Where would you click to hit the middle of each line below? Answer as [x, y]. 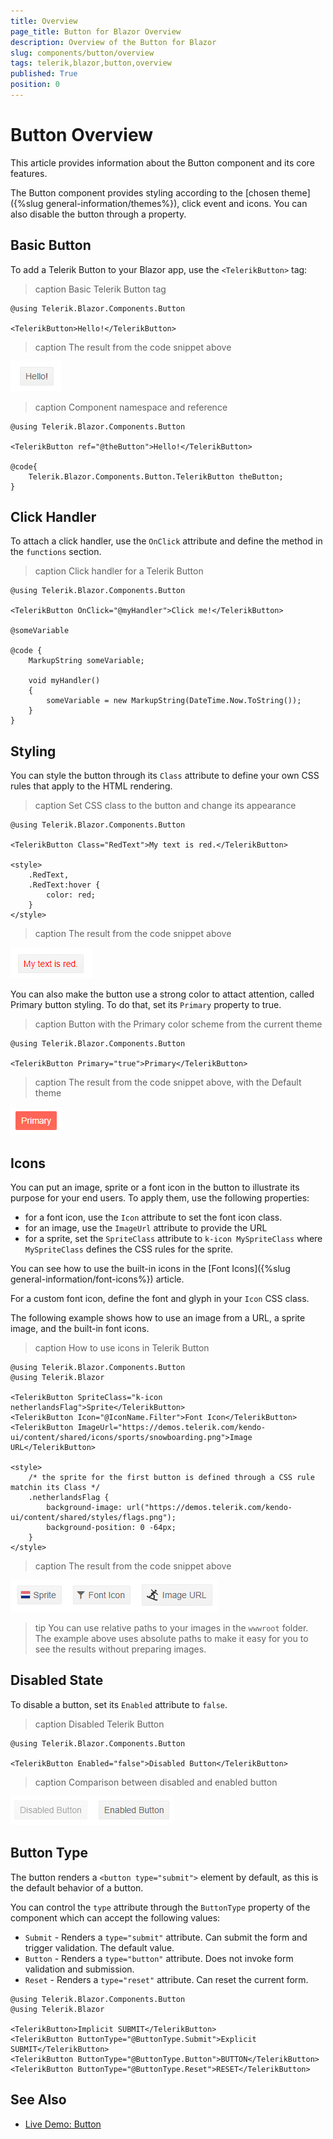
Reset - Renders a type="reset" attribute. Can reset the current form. [166, 1979]
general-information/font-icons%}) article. [97, 1279]
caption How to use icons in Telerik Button [122, 1348]
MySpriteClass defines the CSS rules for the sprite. [129, 1249]
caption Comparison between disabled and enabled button [156, 1782]
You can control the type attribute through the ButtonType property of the [160, 1907]
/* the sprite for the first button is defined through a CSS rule [171, 1478]
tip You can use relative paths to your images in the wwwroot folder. [171, 1628]
